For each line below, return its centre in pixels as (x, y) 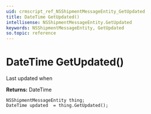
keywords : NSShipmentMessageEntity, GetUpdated (65, 28)
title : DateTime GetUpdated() (43, 17)
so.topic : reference (31, 33)
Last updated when (29, 78)
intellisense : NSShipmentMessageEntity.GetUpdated (69, 22)
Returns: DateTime (29, 90)
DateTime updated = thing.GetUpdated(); (57, 106)
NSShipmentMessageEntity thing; (45, 101)
